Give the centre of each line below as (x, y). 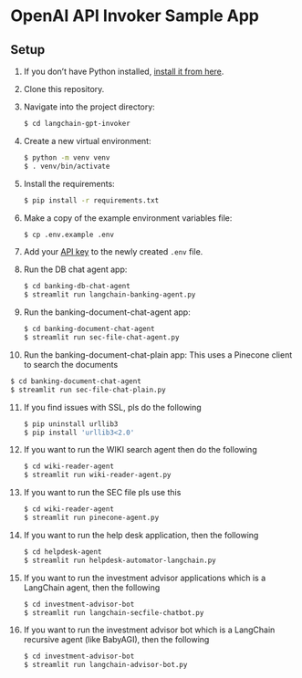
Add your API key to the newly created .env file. (113, 252)
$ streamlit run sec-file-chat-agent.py (101, 338)
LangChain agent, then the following (92, 587)
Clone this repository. (64, 89)
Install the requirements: (69, 183)
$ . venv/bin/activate (67, 166)
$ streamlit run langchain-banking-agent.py (109, 295)
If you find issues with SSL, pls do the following (112, 407)
